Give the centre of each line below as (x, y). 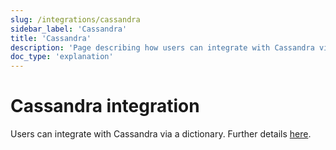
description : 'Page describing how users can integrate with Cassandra (162, 47)
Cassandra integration (105, 106)
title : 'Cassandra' (51, 38)
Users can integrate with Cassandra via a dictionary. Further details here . (161, 134)
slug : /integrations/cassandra (75, 19)
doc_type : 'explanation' (62, 57)
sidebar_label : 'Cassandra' (69, 29)
